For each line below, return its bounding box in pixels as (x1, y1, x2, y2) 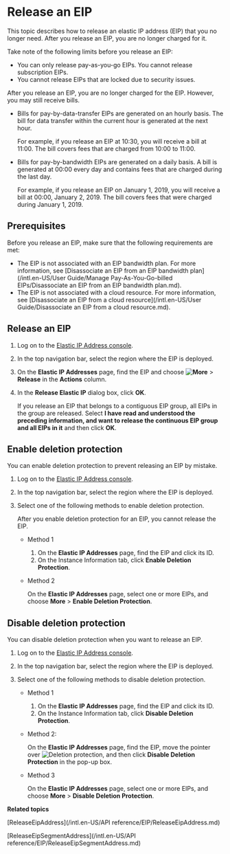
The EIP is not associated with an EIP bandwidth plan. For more (16, 259, 196, 267)
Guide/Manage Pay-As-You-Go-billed (67, 273, 173, 282)
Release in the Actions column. (16, 375, 107, 383)
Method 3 (27, 771, 55, 780)
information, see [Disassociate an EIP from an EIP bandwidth (16, 266, 189, 275)
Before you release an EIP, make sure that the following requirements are (7, 238, 214, 247)
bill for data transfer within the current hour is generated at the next (16, 116, 208, 124)
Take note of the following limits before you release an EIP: (7, 47, 173, 56)
